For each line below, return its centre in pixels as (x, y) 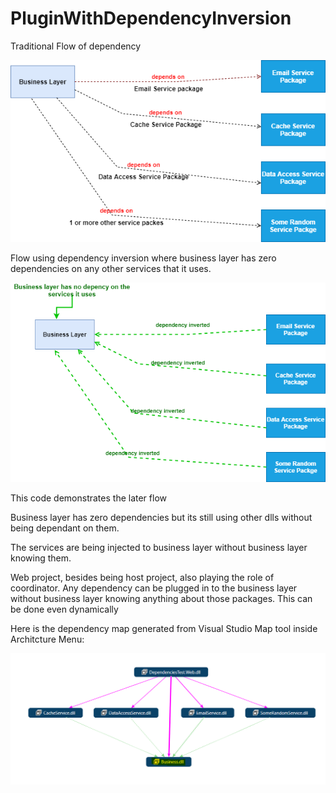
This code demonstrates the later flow (88, 498)
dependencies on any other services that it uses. (111, 268)
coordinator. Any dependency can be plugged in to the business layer (154, 588)
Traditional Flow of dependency (76, 46)
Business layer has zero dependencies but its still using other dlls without (161, 517)
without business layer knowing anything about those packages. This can (161, 598)
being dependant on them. (65, 528)
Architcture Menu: (47, 639)
